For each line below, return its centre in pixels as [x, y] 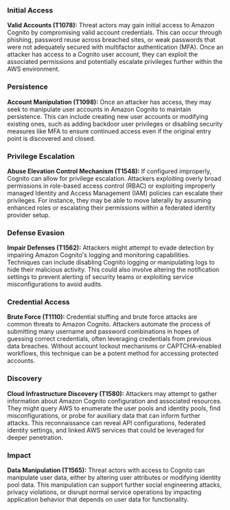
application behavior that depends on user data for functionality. [98, 500]
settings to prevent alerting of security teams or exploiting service [100, 277]
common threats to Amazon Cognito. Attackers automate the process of [109, 324]
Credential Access [38, 302]
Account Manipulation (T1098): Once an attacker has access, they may [109, 102]
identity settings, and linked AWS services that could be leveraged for [106, 430]
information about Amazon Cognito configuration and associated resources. [114, 401]
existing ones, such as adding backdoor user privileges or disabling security [115, 124]
